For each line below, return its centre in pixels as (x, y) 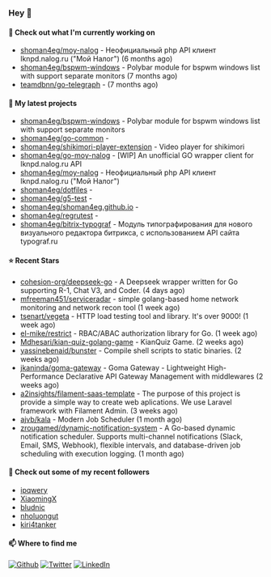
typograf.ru (39, 241)
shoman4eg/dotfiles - (56, 190)
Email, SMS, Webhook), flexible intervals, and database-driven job (130, 445)
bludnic (33, 507)
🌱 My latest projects (42, 103)
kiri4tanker (38, 524)
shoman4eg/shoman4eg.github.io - (79, 207)
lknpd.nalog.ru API (51, 164)
